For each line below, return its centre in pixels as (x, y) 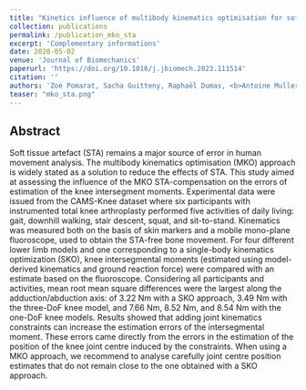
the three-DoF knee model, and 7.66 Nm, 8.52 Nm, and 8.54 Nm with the (146, 308)
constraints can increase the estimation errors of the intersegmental (137, 327)
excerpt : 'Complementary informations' (85, 43)
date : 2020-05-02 (42, 52)
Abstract (35, 131)
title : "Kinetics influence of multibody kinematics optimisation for (146, 18)
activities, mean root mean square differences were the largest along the (146, 289)
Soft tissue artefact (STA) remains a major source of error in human (136, 153)
